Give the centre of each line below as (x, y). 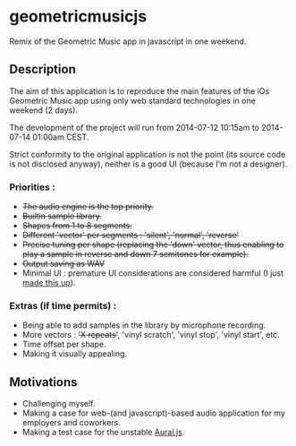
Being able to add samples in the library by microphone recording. (144, 325)
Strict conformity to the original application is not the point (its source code (148, 154)
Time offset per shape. (64, 344)
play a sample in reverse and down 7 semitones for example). (135, 254)
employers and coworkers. (71, 423)
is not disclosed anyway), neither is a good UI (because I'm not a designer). (148, 164)
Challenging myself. (59, 404)
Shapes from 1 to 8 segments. (77, 226)
